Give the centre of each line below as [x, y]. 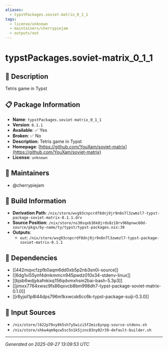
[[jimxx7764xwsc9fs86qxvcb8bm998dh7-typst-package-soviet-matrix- [86, 286]
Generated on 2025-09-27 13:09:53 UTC [47, 344]
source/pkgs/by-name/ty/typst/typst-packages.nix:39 [68, 228]
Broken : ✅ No [27, 135]
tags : [11, 19]
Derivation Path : [29, 213]
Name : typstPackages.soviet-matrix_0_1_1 [57, 119]
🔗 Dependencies [31, 258]
